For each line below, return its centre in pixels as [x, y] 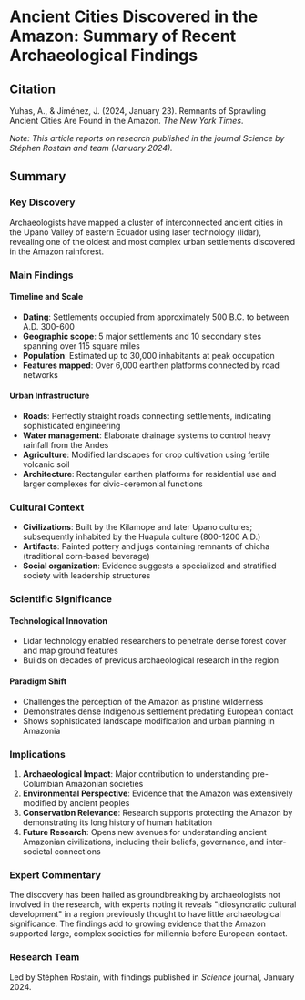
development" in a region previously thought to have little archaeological [146, 914]
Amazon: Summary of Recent [123, 36]
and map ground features [70, 651]
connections [78, 851]
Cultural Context [47, 507]
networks [41, 374]
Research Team [45, 957]
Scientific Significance [61, 599]
